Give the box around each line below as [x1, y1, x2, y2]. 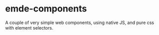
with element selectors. [5, 24, 53, 30]
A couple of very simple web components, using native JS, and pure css [5, 19, 154, 25]
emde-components [5, 3, 87, 14]
